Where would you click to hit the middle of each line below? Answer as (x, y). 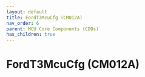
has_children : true (31, 35)
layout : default (27, 12)
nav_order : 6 (23, 23)
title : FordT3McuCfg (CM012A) (45, 18)
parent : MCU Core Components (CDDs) (52, 29)
